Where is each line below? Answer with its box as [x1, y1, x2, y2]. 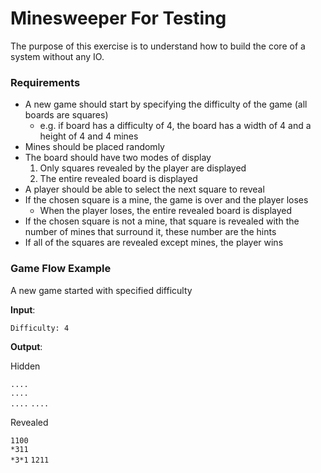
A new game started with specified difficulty [10, 284, 193, 296]
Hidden [10, 360, 41, 372]
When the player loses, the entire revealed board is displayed [39, 205, 293, 217]
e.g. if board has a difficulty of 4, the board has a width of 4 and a [39, 120, 312, 132]
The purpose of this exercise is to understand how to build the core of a [10, 40, 306, 52]
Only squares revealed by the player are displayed [39, 162, 247, 174]
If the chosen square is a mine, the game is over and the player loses [24, 194, 309, 206]
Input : [10, 303, 36, 316]
